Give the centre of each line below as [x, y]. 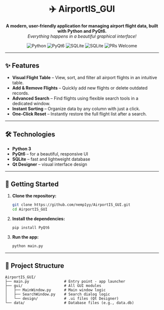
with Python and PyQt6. [82, 31]
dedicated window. [31, 103]
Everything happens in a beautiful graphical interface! [82, 36]
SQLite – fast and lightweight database [51, 159]
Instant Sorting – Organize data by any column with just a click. [76, 109]
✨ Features [22, 66]
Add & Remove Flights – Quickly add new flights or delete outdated [80, 88]
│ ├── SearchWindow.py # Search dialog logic [58, 294]
